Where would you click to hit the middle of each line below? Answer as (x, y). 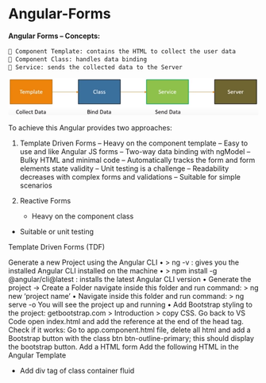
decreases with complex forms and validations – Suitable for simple (130, 177)
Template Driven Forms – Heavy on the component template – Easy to (134, 143)
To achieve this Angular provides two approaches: (90, 128)
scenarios (36, 186)
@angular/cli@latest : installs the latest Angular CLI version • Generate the (130, 280)
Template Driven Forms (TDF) (57, 247)
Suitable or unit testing (56, 232)
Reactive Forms (45, 201)
